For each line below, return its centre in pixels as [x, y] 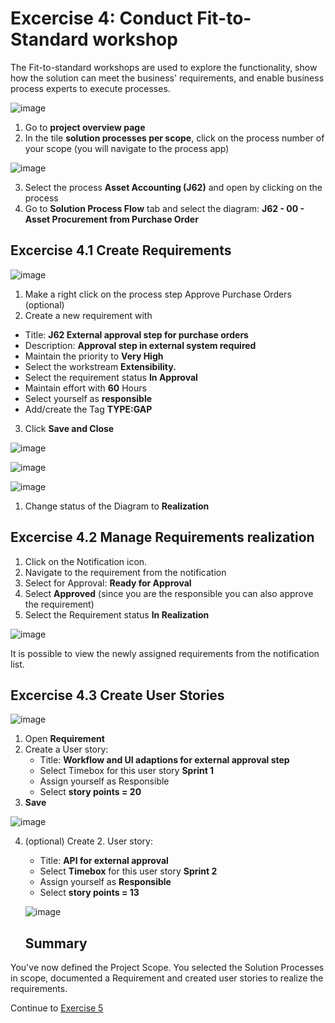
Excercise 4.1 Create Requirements [121, 250]
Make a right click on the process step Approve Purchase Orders [158, 294]
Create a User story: [66, 749]
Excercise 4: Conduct [101, 18]
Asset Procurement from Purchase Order [111, 219]
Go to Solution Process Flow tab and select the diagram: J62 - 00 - [164, 208]
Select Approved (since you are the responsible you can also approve [169, 593]
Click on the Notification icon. [86, 561]
